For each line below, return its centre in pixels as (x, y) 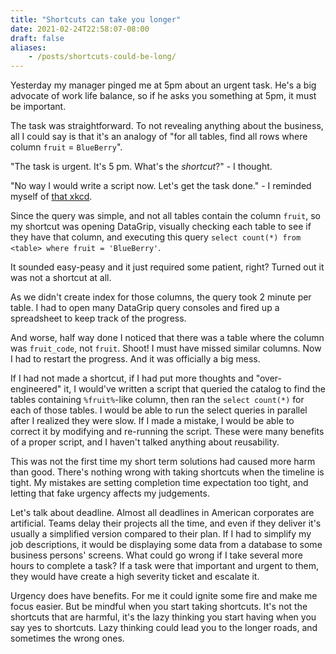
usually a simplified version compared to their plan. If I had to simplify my (161, 534)
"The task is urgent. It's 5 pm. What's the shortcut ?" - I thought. (141, 167)
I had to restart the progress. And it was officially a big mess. (135, 359)
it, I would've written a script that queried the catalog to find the (194, 389)
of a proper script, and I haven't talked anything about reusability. (145, 442)
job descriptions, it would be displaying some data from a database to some (166, 545)
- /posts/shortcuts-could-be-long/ (102, 57)
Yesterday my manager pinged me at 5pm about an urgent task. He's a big (163, 85)
